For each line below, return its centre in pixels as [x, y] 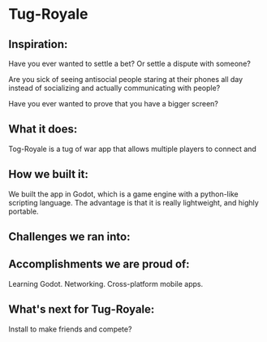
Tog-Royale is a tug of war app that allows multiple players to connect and [133, 149]
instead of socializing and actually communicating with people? [114, 88]
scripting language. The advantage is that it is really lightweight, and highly [134, 202]
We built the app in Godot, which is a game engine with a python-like [123, 194]
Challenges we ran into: [69, 237]
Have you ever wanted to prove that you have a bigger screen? [114, 104]
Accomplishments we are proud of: [99, 264]
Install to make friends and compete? [70, 329]
